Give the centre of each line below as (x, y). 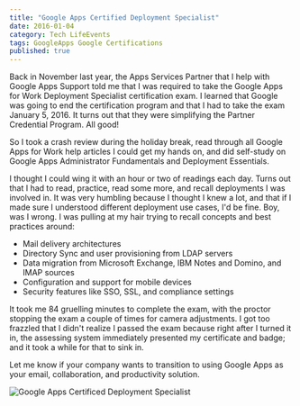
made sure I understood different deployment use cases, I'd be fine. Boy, (145, 207)
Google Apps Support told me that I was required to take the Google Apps (146, 86)
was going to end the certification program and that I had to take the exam (147, 105)
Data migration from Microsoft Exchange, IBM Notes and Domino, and (152, 263)
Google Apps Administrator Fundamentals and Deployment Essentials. (140, 161)
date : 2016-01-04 (42, 26)
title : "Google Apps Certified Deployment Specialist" (114, 18)
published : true (40, 51)
